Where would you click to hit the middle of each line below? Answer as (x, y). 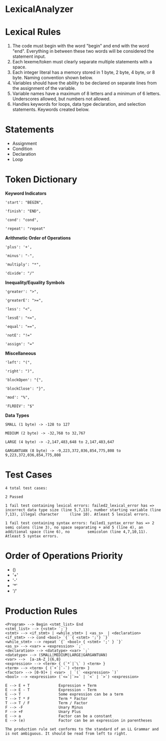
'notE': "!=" (19, 335)
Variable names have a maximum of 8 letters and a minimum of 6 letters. (86, 94)
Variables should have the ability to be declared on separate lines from (84, 83)
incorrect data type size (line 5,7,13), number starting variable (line (83, 510)
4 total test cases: (27, 488)
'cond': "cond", (22, 220)
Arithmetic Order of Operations (38, 238)
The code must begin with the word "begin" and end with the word (81, 46)
